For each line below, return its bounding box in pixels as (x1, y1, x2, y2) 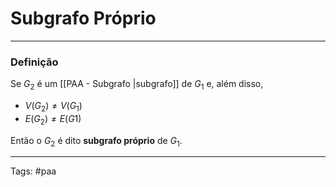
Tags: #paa (10, 165, 57, 177)
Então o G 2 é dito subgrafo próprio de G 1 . (10, 134, 183, 149)
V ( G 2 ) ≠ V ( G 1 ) (24, 100, 83, 114)
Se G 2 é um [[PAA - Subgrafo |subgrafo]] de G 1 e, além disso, (10, 78, 264, 92)
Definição (10, 55, 59, 69)
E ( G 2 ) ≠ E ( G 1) (24, 112, 82, 127)
